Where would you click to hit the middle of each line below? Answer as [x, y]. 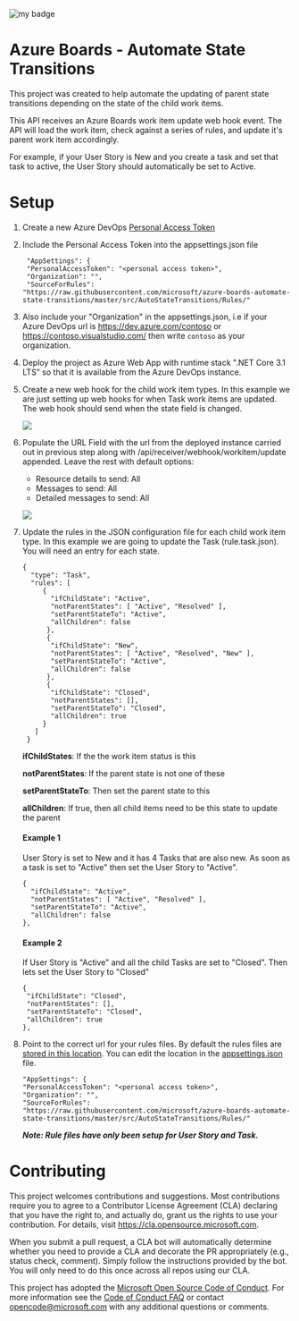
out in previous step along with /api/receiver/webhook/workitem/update [154, 452]
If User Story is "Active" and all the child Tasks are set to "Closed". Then [155, 962]
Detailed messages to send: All [92, 497]
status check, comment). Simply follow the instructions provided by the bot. [149, 1261]
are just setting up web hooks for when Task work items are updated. [149, 399]
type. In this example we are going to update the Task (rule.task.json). [150, 541]
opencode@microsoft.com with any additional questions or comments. [139, 1307]
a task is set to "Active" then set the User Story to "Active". [130, 868]
